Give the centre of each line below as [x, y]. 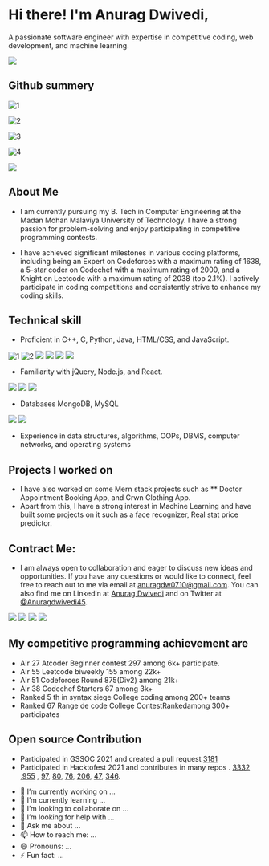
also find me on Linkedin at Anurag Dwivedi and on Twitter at [121, 593]
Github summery [51, 86]
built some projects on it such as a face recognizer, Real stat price [129, 514]
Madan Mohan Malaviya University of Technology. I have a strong [128, 220]
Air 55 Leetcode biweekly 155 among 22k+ [90, 671]
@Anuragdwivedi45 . [54, 602]
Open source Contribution [75, 740]
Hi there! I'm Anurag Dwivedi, [109, 15]
